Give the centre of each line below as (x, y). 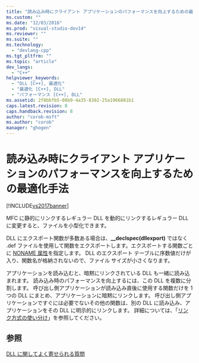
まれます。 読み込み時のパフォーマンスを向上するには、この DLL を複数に (96, 280)
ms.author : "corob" (30, 123)
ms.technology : (25, 45)
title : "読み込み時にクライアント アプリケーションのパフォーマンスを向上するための (97, 12)
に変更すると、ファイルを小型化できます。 (58, 225)
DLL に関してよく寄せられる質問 (45, 353)
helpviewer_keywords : (33, 78)
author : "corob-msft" (33, 117)
